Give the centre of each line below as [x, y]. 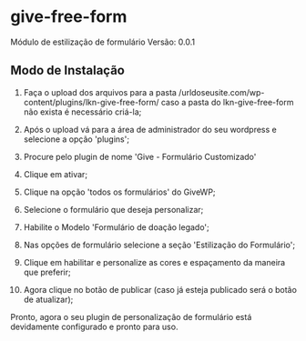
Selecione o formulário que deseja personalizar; [113, 209]
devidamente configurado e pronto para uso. [94, 326]
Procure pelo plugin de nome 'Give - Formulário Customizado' [140, 156]
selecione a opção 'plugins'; [76, 139]
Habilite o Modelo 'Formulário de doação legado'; [117, 227]
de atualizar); [48, 299]
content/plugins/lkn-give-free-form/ [91, 102]
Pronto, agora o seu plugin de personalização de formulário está [131, 316]
